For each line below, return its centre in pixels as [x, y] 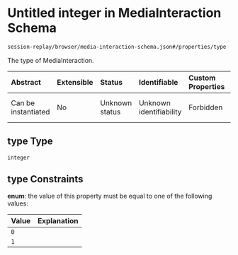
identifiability [160, 112]
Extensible [75, 82]
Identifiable [158, 82]
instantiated [30, 112]
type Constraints [45, 179]
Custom [202, 78]
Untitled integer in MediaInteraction [114, 13]
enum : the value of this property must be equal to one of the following [110, 196]
